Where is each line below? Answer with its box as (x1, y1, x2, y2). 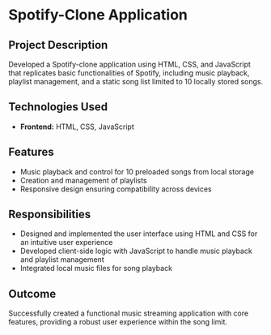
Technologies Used (8, 100, 108, 114)
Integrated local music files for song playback (19, 264, 172, 273)
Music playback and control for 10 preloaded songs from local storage (19, 166, 255, 176)
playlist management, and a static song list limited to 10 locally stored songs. (8, 77, 264, 86)
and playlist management (19, 255, 104, 264)
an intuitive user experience (19, 238, 113, 247)
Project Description (8, 38, 108, 52)
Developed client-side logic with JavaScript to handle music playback (19, 246, 252, 256)
